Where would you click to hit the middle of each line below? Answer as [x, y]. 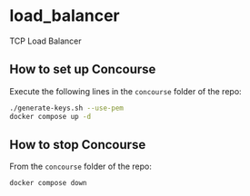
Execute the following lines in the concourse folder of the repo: [126, 91]
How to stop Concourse [78, 145]
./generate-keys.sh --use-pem [67, 108]
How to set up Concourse [83, 69]
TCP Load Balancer [45, 41]
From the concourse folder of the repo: [80, 167]
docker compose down [49, 183]
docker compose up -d [50, 116]
